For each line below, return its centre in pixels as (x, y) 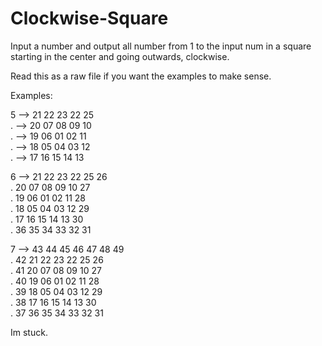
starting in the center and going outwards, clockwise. (120, 56)
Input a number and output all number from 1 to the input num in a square (161, 46)
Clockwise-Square (89, 18)
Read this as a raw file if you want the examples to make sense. (141, 76)
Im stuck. (29, 332)
